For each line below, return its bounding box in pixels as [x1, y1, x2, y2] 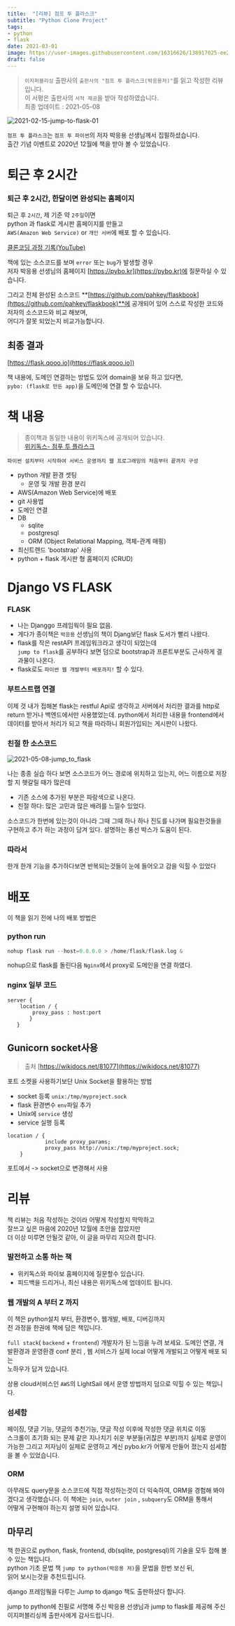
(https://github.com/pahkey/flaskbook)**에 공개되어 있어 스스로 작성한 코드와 [7, 300, 224, 308]
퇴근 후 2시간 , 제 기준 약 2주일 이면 [7, 211, 96, 220]
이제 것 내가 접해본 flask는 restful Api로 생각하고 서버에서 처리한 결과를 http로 [7, 701, 220, 710]
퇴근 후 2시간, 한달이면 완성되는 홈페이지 [7, 194, 135, 203]
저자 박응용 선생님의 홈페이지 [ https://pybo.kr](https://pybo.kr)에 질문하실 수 [7, 267, 220, 276]
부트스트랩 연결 [7, 685, 56, 694]
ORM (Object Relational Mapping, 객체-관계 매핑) [27, 537, 166, 545]
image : [7, 50, 27, 57]
